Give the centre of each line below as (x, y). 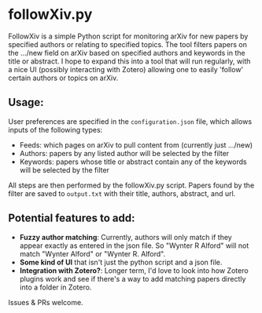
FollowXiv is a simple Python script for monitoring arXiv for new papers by (128, 36)
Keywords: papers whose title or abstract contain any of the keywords (133, 162)
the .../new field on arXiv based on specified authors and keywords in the (127, 53)
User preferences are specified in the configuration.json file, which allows (130, 121)
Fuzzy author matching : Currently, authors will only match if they (125, 237)
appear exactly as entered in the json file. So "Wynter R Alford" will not (134, 246)
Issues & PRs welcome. (46, 302)
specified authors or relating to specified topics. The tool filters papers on (128, 44)
